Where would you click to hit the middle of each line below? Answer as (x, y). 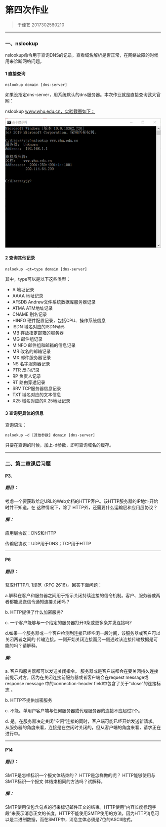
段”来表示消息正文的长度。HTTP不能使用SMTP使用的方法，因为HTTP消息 (80, 813)
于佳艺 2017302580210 (41, 25)
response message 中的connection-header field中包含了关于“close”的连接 (81, 684)
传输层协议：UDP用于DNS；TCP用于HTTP (48, 543)
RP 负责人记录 (26, 376)
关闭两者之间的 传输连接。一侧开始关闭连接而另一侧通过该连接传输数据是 (79, 639)
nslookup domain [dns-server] (36, 85)
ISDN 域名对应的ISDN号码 (39, 326)
